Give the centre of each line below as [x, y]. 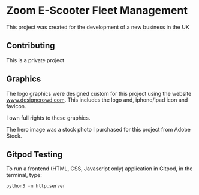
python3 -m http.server [36, 186]
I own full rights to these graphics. [48, 118]
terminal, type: [24, 175]
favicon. [16, 106]
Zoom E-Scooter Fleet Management [97, 10]
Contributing [31, 46]
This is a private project [35, 60]
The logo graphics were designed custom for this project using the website [99, 93]
